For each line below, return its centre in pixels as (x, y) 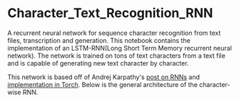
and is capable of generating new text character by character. (98, 63)
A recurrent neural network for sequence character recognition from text (114, 33)
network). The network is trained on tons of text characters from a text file (117, 56)
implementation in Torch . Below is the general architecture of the (103, 84)
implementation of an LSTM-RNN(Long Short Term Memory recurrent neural (119, 48)
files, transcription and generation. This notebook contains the (99, 40)
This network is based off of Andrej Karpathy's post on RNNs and (104, 77)
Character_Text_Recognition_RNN (110, 13)
